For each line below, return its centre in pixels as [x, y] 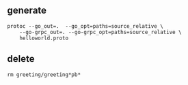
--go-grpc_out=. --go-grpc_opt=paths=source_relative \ [101, 32]
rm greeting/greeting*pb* [44, 74]
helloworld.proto [44, 38]
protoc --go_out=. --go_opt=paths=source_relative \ [85, 26]
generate [27, 11]
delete [21, 59]
